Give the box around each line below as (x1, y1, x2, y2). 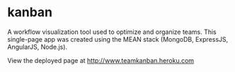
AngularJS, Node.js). (7, 42, 68, 51)
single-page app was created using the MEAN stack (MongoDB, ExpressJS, (7, 35, 229, 43)
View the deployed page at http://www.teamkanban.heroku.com (7, 56, 195, 64)
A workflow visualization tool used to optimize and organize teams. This (7, 28, 217, 36)
